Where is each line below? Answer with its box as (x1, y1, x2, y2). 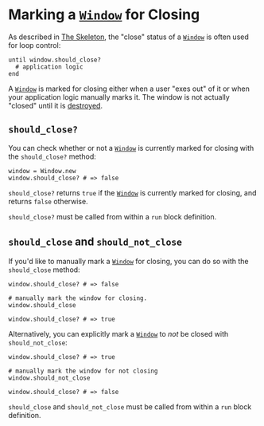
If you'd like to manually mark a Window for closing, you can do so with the (8, 256, 249, 266)
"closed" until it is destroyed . (8, 101, 103, 110)
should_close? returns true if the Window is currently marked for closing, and (8, 187, 257, 197)
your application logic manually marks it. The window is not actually (8, 92, 231, 101)
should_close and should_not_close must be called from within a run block (8, 401, 252, 412)
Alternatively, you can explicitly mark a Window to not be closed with (8, 329, 229, 338)
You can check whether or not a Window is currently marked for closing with (8, 143, 254, 152)
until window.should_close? (8, 56, 102, 64)
